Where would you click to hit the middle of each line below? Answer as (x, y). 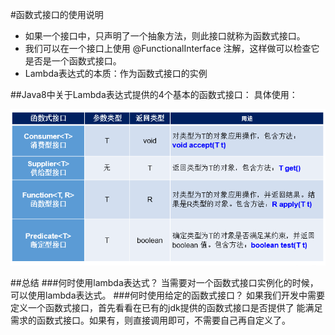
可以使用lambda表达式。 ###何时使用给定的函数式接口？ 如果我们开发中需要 (167, 295)
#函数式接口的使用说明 (57, 14)
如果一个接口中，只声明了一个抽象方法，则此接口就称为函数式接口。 (165, 36)
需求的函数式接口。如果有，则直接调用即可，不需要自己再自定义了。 (150, 320)
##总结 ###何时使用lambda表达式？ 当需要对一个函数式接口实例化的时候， (164, 282)
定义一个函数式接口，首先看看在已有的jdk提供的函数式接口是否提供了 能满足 (166, 307)
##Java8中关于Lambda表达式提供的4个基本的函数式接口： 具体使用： (154, 94)
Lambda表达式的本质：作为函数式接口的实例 (116, 73)
